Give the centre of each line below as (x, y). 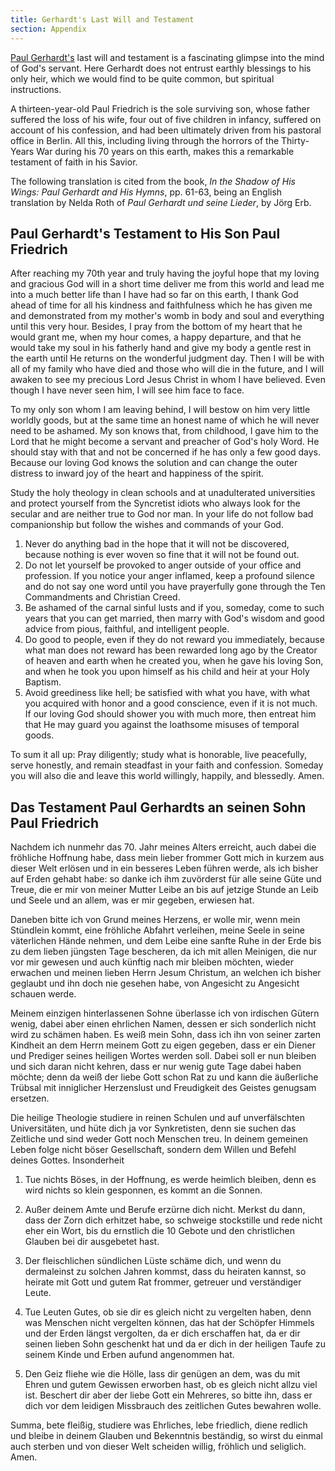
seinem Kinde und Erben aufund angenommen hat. (129, 1355)
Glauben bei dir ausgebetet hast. (92, 1242)
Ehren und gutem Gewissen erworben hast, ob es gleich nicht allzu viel (171, 1385)
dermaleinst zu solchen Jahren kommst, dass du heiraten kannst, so (165, 1272)
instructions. (36, 89)
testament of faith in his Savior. (74, 162)
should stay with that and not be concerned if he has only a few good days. (165, 452)
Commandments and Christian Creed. (102, 597)
